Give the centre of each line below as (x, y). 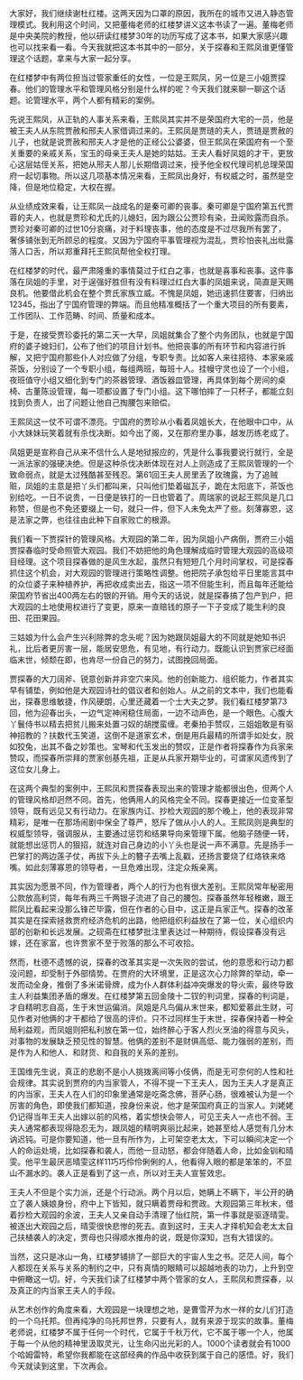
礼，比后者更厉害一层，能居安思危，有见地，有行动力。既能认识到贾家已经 (147, 648)
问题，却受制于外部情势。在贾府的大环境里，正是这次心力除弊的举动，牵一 (155, 973)
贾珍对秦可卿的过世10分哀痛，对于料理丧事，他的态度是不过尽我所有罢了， (148, 229)
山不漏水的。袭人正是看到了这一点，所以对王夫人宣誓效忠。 (120, 1173)
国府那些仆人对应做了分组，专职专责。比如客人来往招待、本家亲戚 (171, 357)
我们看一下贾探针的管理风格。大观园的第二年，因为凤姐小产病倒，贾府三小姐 (151, 539)
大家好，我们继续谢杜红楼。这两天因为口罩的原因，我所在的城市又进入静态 (147, 13)
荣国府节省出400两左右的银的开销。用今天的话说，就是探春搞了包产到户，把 (151, 595)
